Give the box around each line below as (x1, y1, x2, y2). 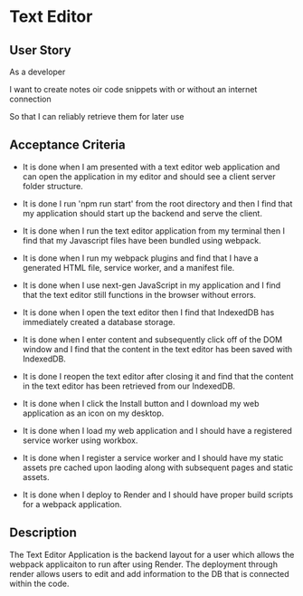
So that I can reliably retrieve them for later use (9, 111, 185, 121)
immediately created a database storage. (22, 316, 175, 327)
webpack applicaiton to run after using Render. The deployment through (9, 559, 279, 570)
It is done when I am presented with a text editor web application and (22, 161, 280, 172)
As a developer (9, 66, 66, 77)
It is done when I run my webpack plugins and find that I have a (22, 252, 260, 264)
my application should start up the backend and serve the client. (22, 207, 262, 218)
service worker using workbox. (22, 435, 138, 446)
